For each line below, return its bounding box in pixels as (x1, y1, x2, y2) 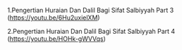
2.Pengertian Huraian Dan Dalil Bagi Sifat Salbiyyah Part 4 (7, 27, 176, 35)
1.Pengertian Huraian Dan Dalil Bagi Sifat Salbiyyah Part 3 (7, 6, 174, 14)
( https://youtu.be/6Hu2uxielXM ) (7, 13, 100, 22)
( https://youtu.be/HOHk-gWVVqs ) (7, 35, 106, 43)
